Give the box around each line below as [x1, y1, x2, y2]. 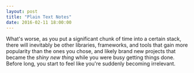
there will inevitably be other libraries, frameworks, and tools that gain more [6, 41, 188, 48]
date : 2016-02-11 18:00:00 [6, 19, 72, 25]
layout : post [6, 8, 38, 15]
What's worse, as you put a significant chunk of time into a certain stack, [6, 36, 182, 43]
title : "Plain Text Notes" [6, 14, 72, 20]
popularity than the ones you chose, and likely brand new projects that [6, 48, 176, 55]
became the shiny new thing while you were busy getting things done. [6, 54, 175, 61]
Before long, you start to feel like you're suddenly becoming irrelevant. [6, 60, 176, 67]
